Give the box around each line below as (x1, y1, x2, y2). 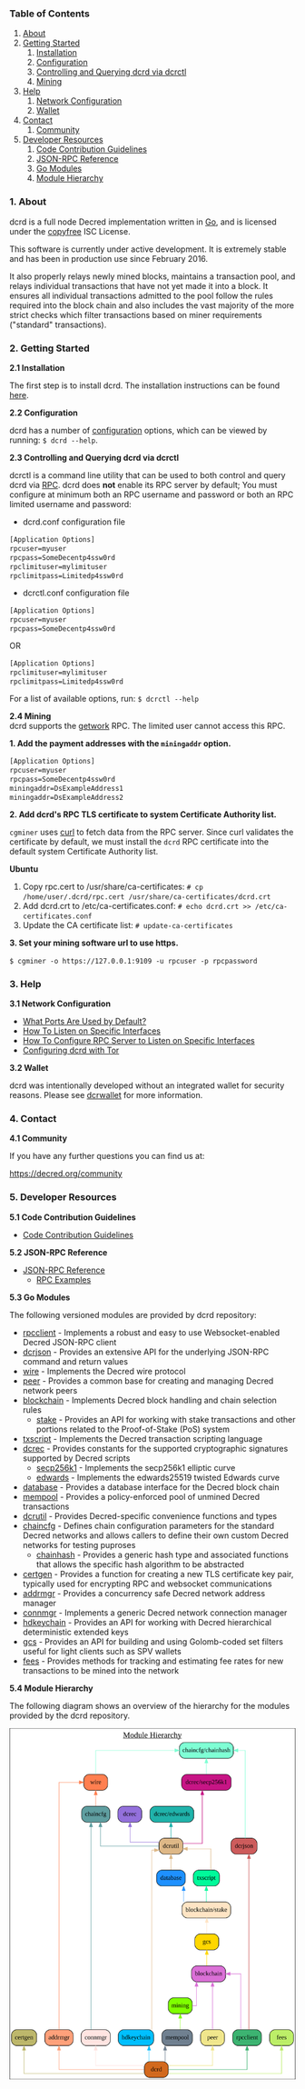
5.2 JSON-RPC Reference (9, 1246, 108, 1257)
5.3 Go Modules (9, 1292, 71, 1303)
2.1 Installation (9, 362, 65, 373)
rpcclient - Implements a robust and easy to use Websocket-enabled (22, 1326, 280, 1338)
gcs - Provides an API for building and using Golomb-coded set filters (22, 1635, 284, 1647)
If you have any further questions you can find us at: (9, 1151, 205, 1162)
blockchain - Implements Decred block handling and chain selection (22, 1394, 277, 1405)
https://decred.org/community (9, 1168, 123, 1179)
